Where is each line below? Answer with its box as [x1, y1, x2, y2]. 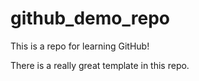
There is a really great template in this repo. [10, 59, 190, 71]
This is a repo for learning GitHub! [10, 40, 150, 52]
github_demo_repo [10, 7, 170, 30]
